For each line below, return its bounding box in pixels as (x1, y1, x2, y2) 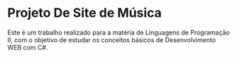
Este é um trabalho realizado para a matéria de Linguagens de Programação (7, 28, 231, 37)
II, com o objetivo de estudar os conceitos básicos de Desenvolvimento (7, 35, 216, 44)
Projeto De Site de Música (7, 5, 162, 21)
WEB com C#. (7, 43, 48, 51)
